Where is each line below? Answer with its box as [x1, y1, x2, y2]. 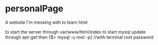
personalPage [5, 3, 64, 14]
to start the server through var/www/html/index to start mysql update [5, 29, 146, 35]
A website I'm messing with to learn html [5, 19, 88, 25]
